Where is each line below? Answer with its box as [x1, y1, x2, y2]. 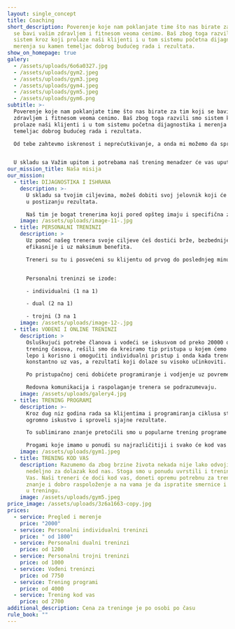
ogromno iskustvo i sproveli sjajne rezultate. [25, 417, 168, 424]
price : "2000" [20, 520, 61, 527]
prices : [7, 507, 30, 514]
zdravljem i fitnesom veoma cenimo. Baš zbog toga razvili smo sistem [13, 114, 224, 121]
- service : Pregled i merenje [13, 513, 101, 520]
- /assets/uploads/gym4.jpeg [13, 82, 99, 89]
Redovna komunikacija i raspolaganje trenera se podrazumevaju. [25, 384, 218, 391]
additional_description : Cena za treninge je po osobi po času [7, 604, 196, 612]
